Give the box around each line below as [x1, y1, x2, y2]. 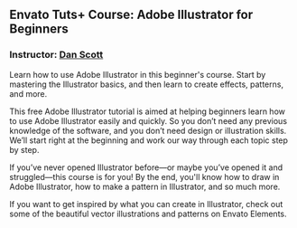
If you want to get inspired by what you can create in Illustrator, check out [9, 198, 283, 209]
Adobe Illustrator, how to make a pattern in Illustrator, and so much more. [9, 181, 281, 192]
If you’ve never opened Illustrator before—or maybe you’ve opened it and [9, 162, 283, 173]
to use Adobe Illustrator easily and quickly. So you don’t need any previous [9, 115, 287, 126]
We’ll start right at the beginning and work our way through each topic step [9, 135, 289, 146]
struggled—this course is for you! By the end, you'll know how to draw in [9, 171, 280, 182]
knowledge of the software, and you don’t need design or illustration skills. [9, 125, 287, 136]
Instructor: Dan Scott [9, 49, 104, 62]
